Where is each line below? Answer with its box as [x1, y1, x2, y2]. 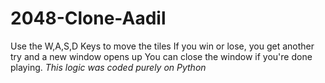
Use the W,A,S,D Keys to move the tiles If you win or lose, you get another [10, 40, 315, 52]
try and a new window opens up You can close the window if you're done [10, 50, 313, 62]
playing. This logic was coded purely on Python [10, 61, 207, 73]
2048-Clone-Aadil [10, 7, 167, 30]
